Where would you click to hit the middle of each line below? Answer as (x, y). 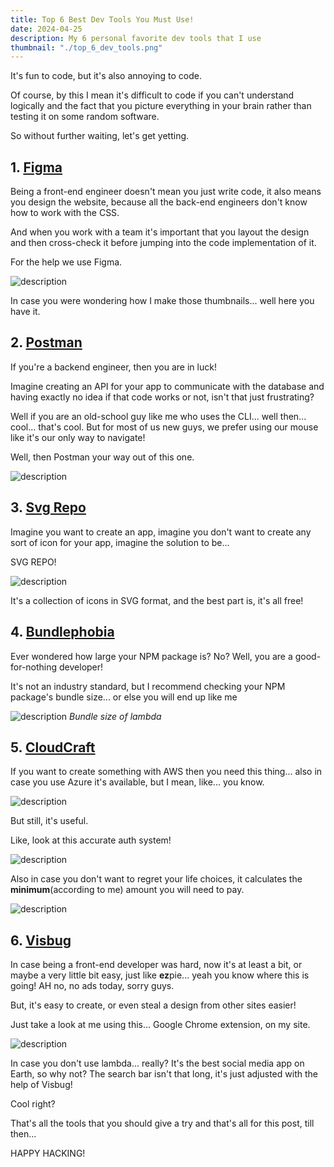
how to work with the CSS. (65, 213)
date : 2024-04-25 (46, 29)
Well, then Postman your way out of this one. (102, 457)
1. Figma (36, 167)
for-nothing (34, 667)
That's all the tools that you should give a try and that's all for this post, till (162, 1123)
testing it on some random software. (85, 117)
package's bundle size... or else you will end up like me (124, 697)
